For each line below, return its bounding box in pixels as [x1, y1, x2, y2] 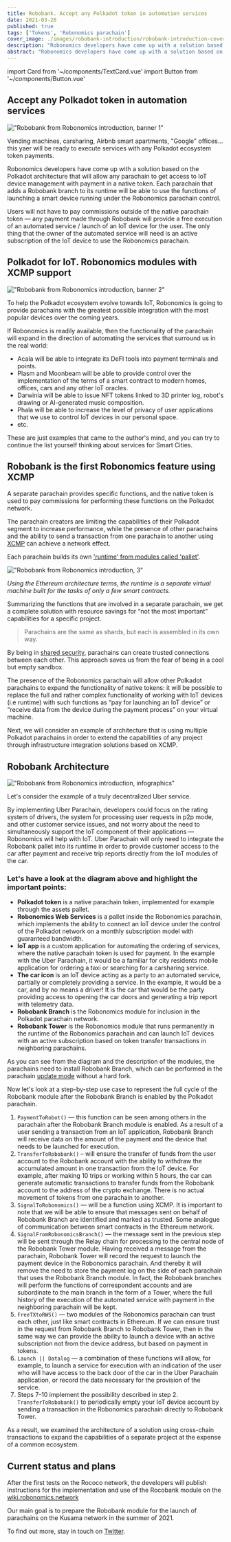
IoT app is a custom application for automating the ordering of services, [16, 942, 221, 950]
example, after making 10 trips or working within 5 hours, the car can [16, 1172, 212, 1180]
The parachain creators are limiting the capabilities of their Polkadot [7, 517, 199, 526]
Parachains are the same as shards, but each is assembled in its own [23, 628, 219, 636]
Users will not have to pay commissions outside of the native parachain [7, 207, 209, 215]
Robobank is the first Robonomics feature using [7, 460, 216, 472]
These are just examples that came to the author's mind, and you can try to [7, 434, 220, 442]
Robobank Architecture [7, 761, 109, 772]
